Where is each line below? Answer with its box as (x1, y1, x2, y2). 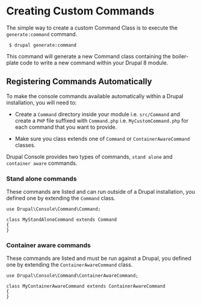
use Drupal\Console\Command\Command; (6, 206, 101, 212)
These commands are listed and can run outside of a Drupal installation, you (6, 188, 196, 196)
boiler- (172, 52, 189, 60)
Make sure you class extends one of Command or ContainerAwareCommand (14, 135, 190, 142)
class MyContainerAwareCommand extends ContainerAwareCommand (6, 283, 165, 289)
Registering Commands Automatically (6, 76, 152, 87)
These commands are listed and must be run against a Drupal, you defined (6, 254, 191, 262)
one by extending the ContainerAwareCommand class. (6, 261, 133, 268)
